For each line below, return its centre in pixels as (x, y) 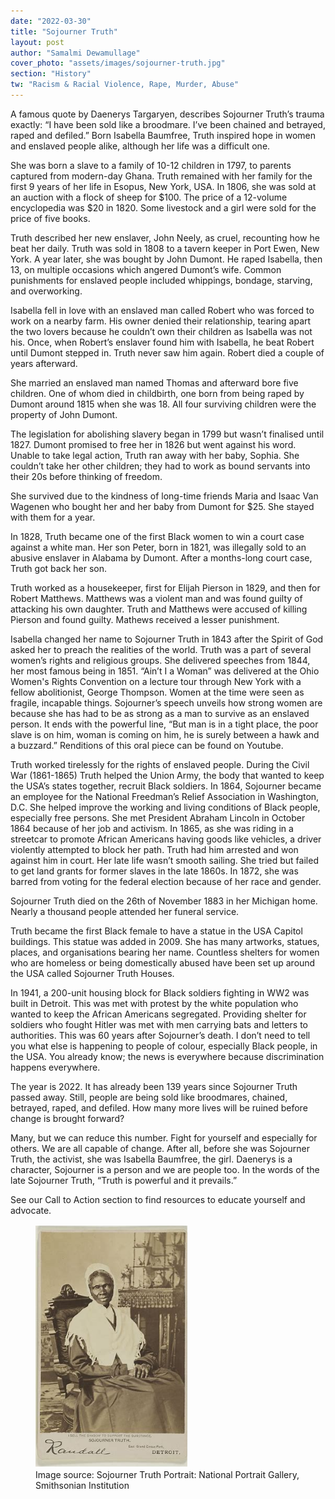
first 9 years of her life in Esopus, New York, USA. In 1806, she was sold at (163, 186)
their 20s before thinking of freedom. (86, 476)
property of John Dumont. (64, 414)
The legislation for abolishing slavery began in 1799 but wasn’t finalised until (167, 434)
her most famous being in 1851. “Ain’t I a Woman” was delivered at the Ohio (165, 671)
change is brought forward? (67, 1118)
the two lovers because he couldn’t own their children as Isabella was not (161, 331)
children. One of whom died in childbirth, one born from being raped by (157, 393)
